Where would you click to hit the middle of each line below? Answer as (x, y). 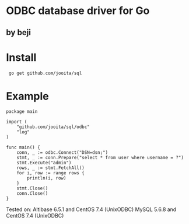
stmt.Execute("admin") (44, 163)
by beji (18, 32)
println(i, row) (47, 178)
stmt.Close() (32, 188)
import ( (17, 122)
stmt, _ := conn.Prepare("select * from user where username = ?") (100, 158)
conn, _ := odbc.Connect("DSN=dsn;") (62, 153)
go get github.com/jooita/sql (45, 73)
